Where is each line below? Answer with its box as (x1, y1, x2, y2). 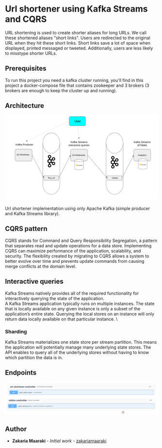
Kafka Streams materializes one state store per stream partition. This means (5, 339, 157, 345)
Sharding (5, 328, 27, 335)
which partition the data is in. (5, 354, 63, 360)
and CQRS (5, 14, 47, 25)
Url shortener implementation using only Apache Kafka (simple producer (5, 206, 150, 211)
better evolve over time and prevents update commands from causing (5, 258, 145, 264)
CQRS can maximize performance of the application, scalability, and (5, 248, 141, 254)
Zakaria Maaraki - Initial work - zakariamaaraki (12, 438, 107, 444)
